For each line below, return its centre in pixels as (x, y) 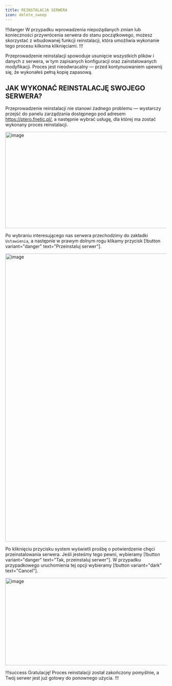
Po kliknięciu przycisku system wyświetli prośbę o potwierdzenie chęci (80, 549)
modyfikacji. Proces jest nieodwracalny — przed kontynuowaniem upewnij (84, 67)
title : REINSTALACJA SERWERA (36, 10)
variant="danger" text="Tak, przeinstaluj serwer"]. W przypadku (73, 560)
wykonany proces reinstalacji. (37, 125)
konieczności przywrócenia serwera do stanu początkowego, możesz (79, 35)
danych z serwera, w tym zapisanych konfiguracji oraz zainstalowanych (81, 61)
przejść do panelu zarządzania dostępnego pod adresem (66, 114)
